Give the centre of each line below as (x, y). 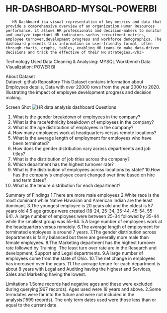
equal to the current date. (32, 305)
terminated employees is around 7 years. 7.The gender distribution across (81, 232)
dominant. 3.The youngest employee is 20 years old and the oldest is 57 (80, 205)
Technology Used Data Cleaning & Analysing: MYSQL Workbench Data (78, 61)
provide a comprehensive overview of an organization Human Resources (80, 26)
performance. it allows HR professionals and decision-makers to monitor (84, 30)
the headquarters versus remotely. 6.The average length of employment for (83, 227)
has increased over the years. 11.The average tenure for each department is (83, 263)
